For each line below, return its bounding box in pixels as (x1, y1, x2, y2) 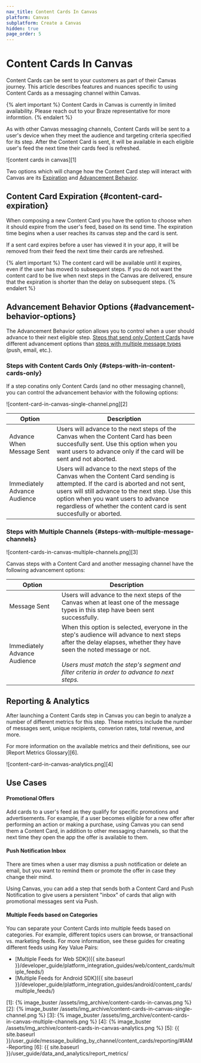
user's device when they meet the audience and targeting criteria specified (6, 132, 191, 139)
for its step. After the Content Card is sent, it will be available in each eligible (6, 138, 194, 146)
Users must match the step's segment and (62, 661, 181, 669)
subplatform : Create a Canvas (6, 20, 82, 26)
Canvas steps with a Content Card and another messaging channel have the (6, 560, 194, 567)
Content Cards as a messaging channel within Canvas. (6, 89, 141, 97)
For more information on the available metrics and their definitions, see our (6, 743, 190, 750)
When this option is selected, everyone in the (62, 623, 188, 631)
